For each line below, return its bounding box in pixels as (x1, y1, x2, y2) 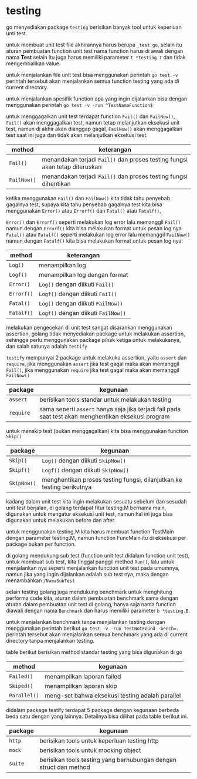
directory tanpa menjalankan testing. (6, 637, 95, 644)
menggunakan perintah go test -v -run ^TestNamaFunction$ (6, 101, 153, 108)
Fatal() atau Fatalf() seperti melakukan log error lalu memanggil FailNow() (6, 231, 191, 238)
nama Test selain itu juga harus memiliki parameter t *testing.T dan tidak (6, 53, 186, 61)
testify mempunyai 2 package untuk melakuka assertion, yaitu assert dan (6, 354, 187, 361)
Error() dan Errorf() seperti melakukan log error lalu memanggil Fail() (6, 219, 181, 226)
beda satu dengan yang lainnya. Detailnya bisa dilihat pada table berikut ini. (6, 713, 189, 720)
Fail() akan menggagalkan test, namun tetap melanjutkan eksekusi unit (6, 119, 180, 126)
